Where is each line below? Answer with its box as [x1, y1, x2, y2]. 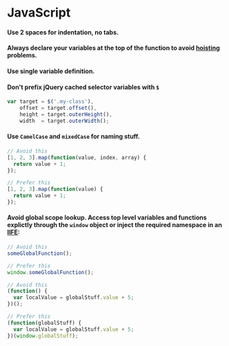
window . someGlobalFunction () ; [7, 269, 94, 276]
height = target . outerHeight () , [19, 110, 112, 118]
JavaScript [7, 5, 71, 21]
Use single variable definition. [7, 67, 95, 75]
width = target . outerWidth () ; [19, 117, 110, 124]
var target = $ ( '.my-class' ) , [7, 98, 94, 105]
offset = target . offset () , [19, 105, 97, 112]
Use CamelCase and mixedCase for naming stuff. [7, 133, 140, 141]
